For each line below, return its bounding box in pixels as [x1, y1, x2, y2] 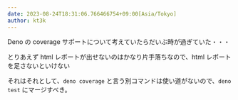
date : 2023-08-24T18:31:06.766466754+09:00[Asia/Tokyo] [7, 10, 177, 18]
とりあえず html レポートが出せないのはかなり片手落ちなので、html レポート [7, 52, 232, 61]
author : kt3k [7, 17, 46, 24]
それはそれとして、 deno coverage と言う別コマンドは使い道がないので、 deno [7, 76, 232, 85]
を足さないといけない [7, 61, 70, 70]
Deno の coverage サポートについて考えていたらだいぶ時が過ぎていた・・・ [7, 37, 230, 46]
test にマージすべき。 [7, 85, 71, 94]
